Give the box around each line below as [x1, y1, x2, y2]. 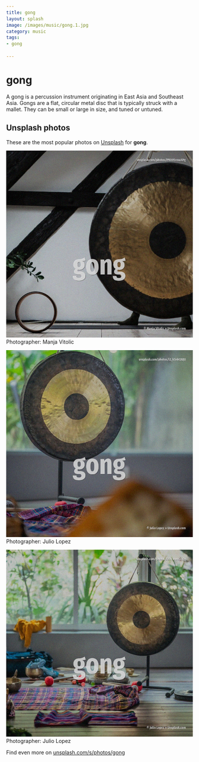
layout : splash [6, 15, 44, 22]
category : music [6, 28, 46, 34]
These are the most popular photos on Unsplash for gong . [6, 138, 148, 145]
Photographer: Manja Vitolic [6, 338, 75, 345]
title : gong [6, 9, 36, 15]
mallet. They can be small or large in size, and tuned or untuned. [6, 106, 163, 113]
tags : [6, 34, 20, 41]
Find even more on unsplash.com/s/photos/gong [6, 748, 126, 756]
